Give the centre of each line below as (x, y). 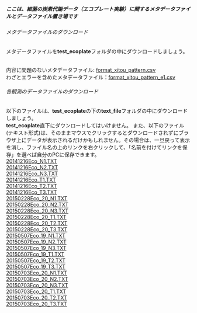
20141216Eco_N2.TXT (32, 167)
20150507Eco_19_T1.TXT (35, 254)
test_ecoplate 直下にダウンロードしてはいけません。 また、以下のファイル (95, 125)
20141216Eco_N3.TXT (32, 173)
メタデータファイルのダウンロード (47, 32)
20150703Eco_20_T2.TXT (37, 297)
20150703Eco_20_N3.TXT (37, 285)
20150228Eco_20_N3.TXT (37, 211)
